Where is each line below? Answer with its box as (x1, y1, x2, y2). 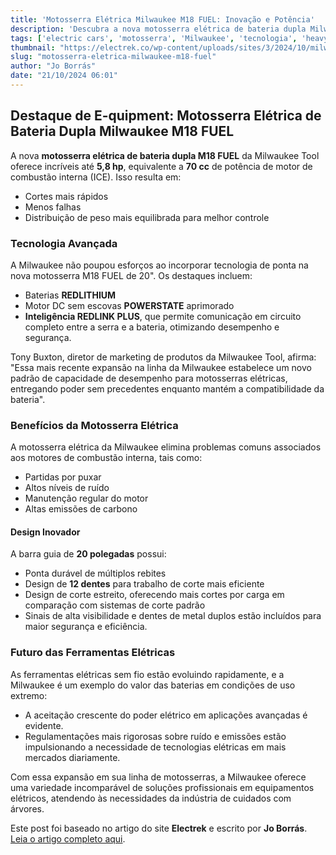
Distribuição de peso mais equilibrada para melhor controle (24, 211, 270, 223)
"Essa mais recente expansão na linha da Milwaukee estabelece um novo (10, 361, 312, 373)
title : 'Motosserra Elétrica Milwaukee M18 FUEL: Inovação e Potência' (10, 14, 315, 25)
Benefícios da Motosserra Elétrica (10, 418, 179, 432)
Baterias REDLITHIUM (24, 289, 117, 301)
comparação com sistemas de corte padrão (24, 599, 206, 611)
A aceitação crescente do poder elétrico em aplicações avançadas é (24, 709, 308, 721)
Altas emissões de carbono (24, 503, 138, 515)
